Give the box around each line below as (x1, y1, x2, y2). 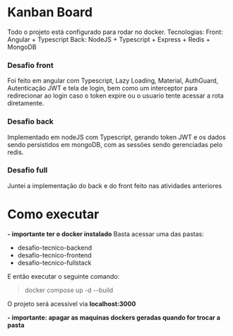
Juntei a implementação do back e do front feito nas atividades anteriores (7, 181, 222, 190)
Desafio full (7, 166, 48, 175)
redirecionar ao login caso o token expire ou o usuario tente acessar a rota (7, 91, 224, 100)
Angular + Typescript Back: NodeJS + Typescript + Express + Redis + (7, 35, 210, 43)
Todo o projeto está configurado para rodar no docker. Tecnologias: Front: (7, 28, 224, 36)
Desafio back (7, 117, 54, 127)
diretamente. (7, 99, 44, 108)
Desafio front (7, 60, 54, 70)
